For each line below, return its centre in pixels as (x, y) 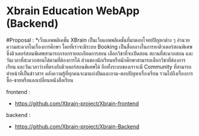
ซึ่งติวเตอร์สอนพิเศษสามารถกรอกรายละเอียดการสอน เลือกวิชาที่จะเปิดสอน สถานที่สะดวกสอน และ (100, 53)
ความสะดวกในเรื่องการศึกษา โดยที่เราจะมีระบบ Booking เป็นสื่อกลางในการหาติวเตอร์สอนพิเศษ (99, 46)
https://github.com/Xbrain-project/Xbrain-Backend (77, 126)
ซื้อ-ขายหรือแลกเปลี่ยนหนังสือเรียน (40, 80)
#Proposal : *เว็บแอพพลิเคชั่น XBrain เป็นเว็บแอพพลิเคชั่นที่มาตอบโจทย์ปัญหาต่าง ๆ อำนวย (98, 40)
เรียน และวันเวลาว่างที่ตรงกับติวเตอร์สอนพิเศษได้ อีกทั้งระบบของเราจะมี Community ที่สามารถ (99, 67)
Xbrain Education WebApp (73, 11)
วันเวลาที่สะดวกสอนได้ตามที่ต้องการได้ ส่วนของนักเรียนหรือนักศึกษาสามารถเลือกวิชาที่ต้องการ (96, 60)
